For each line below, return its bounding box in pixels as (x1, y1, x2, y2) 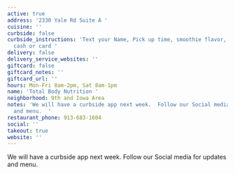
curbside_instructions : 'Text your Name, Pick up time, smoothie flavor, (7, 36, 227, 43)
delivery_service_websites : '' (7, 56, 99, 63)
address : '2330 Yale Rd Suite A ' (7, 17, 108, 24)
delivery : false (7, 50, 55, 57)
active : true (7, 10, 45, 17)
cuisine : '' (7, 23, 42, 30)
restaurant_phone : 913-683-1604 (7, 114, 101, 121)
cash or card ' (13, 43, 58, 50)
